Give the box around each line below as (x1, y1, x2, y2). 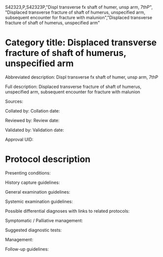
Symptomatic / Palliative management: (5, 217, 83, 223)
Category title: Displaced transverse (5, 37, 157, 48)
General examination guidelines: (5, 189, 70, 195)
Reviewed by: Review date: (5, 117, 60, 123)
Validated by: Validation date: (5, 127, 64, 133)
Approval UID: (5, 136, 33, 142)
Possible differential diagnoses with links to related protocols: (5, 208, 130, 214)
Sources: (5, 98, 24, 104)
